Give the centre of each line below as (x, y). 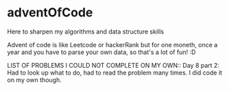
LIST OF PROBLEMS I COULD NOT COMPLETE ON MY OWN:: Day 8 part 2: (113, 65)
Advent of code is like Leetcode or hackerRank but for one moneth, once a (112, 44)
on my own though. (34, 79)
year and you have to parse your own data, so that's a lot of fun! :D (101, 52)
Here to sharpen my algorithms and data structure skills (86, 31)
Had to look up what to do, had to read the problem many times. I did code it (115, 73)
